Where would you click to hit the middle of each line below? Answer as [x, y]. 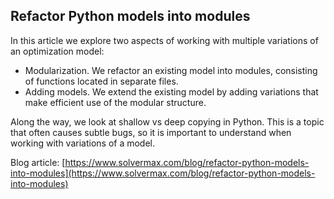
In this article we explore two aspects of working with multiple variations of [164, 40]
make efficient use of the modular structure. [115, 102]
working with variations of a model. [83, 143]
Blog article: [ [38, 162]
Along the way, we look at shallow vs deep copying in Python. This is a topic [167, 121]
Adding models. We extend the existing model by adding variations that [171, 91]
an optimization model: [57, 51]
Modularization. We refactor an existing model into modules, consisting [171, 70]
